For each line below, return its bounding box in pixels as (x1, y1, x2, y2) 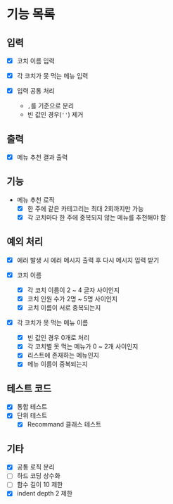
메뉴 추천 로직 (16, 195, 55, 204)
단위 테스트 (16, 411, 48, 420)
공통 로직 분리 (16, 462, 55, 472)
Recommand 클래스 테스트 (27, 420, 102, 429)
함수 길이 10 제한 (16, 480, 63, 489)
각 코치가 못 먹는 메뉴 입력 (16, 72, 89, 80)
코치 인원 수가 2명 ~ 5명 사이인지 (27, 295, 117, 303)
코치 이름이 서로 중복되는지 (27, 303, 101, 312)
